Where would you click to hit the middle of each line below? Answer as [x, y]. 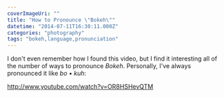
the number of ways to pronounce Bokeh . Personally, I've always [99, 66]
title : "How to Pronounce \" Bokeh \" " [61, 20]
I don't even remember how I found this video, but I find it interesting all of [112, 58]
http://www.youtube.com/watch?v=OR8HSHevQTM [80, 87]
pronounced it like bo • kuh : [47, 74]
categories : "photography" [46, 33]
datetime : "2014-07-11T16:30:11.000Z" [63, 26]
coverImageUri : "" [33, 13]
